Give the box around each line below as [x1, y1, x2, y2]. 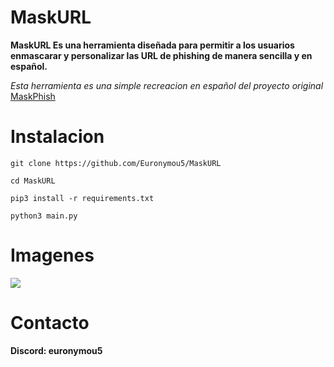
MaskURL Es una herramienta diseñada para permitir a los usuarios [10, 39, 295, 51]
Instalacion [10, 126, 105, 148]
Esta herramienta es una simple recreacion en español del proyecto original [10, 79, 324, 91]
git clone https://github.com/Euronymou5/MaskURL [10, 158, 222, 168]
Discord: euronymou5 [10, 344, 103, 356]
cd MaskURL [10, 176, 56, 186]
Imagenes [10, 244, 95, 267]
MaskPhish [10, 90, 56, 102]
